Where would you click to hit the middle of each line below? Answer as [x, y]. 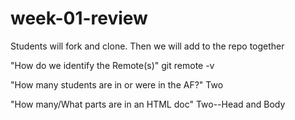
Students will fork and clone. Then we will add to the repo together [147, 46]
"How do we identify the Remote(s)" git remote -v [112, 65]
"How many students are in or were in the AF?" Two [117, 84]
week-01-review [79, 18]
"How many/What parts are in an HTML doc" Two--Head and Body [148, 104]
